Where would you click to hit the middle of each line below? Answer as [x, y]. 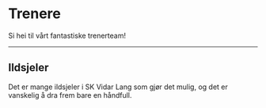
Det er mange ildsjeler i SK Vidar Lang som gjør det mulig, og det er [118, 87]
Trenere [35, 14]
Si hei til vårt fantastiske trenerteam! [67, 35]
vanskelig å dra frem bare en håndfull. [70, 95]
